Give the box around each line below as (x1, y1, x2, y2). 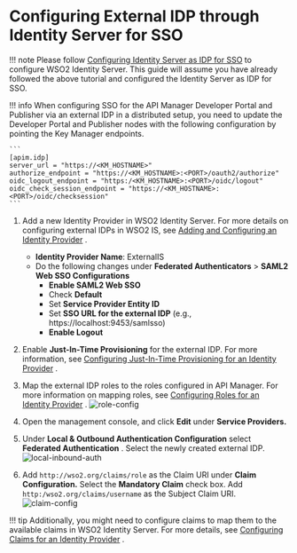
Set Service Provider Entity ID (48, 298, 160, 309)
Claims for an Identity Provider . (9, 533, 125, 544)
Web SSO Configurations (35, 270, 130, 280)
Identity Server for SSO (9, 25, 184, 45)
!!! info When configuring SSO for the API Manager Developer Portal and (9, 99, 273, 110)
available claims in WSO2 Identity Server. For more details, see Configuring (9, 524, 284, 534)
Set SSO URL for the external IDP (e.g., (48, 308, 192, 319)
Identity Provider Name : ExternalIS (35, 251, 165, 262)
